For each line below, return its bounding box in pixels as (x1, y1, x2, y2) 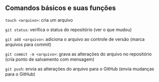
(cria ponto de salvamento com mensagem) (5, 56, 94, 62)
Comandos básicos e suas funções (5, 4, 116, 12)
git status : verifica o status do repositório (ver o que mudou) (5, 27, 132, 33)
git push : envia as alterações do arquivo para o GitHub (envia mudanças (5, 66, 155, 72)
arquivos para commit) (5, 41, 52, 47)
